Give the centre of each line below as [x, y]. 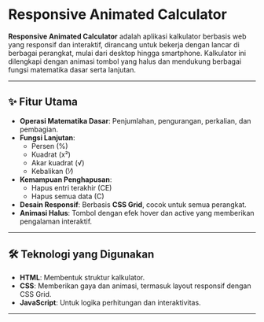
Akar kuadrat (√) [58, 162]
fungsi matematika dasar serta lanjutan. [72, 69]
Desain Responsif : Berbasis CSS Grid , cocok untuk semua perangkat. [133, 204]
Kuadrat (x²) [51, 154]
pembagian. [39, 129]
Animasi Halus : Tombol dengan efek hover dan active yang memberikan [137, 213]
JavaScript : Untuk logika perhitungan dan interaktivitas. [110, 302]
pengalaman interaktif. [56, 221]
